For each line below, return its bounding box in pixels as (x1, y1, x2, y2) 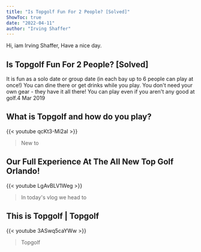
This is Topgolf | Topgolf (6, 211, 100, 221)
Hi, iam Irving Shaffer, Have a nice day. (6, 42, 102, 49)
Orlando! (6, 166, 40, 176)
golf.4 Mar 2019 (6, 94, 46, 102)
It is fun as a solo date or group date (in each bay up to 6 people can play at (6, 76, 194, 83)
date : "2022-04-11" (6, 20, 55, 26)
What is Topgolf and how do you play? (6, 112, 152, 122)
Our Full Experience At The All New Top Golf (6, 157, 174, 167)
